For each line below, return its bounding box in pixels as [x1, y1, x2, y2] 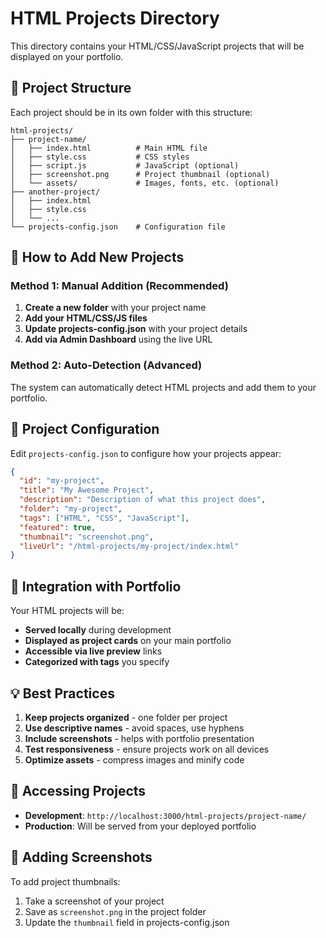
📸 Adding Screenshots [10, 849, 153, 866]
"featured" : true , [19, 522, 97, 532]
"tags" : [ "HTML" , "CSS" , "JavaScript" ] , [19, 513, 190, 523]
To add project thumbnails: [10, 875, 121, 887]
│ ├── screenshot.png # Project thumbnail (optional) [10, 169, 271, 179]
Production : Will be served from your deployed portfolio [24, 820, 257, 832]
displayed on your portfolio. [10, 50, 124, 62]
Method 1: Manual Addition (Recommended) [10, 279, 229, 293]
